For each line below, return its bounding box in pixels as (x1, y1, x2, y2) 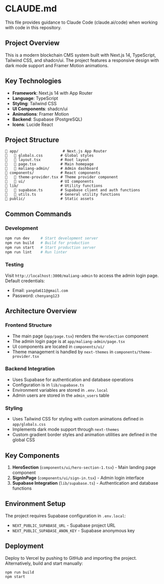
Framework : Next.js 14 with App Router (12, 90, 93, 96)
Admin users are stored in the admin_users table (12, 392, 110, 398)
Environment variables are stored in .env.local (12, 387, 108, 393)
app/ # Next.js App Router (5, 149, 107, 154)
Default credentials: (5, 278, 45, 284)
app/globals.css (12, 422, 46, 427)
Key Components (5, 451, 60, 459)
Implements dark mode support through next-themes (12, 426, 120, 432)
